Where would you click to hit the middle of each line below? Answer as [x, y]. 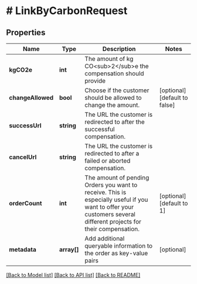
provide [95, 81]
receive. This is [106, 192]
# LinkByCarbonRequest [67, 11]
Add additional [105, 239]
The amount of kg [109, 59]
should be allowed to [113, 98]
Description [119, 49]
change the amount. [112, 105]
